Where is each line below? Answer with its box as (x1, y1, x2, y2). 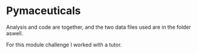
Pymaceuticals (6, 4, 81, 18)
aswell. (6, 29, 24, 36)
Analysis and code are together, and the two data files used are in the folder (6, 23, 191, 31)
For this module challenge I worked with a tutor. (6, 41, 122, 48)
